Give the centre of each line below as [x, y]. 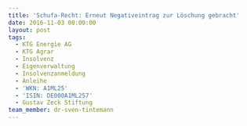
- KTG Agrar [35, 52]
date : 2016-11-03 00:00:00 [52, 23]
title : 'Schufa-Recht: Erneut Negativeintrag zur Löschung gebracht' [124, 15]
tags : [17, 37]
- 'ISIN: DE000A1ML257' [54, 95]
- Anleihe [31, 81]
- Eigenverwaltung [45, 67]
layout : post [29, 30]
